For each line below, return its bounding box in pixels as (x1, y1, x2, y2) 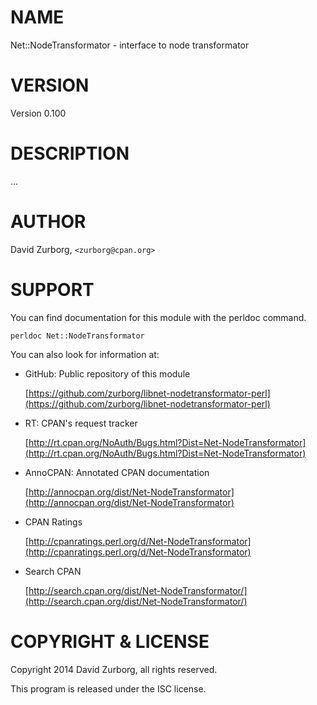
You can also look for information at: (10, 348, 160, 360)
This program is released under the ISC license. (10, 682, 207, 695)
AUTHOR (10, 211, 87, 233)
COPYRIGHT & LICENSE (10, 630, 210, 653)
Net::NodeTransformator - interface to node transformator (10, 39, 250, 51)
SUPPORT (10, 278, 95, 301)
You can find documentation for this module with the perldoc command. (10, 311, 307, 323)
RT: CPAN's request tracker (24, 417, 138, 429)
